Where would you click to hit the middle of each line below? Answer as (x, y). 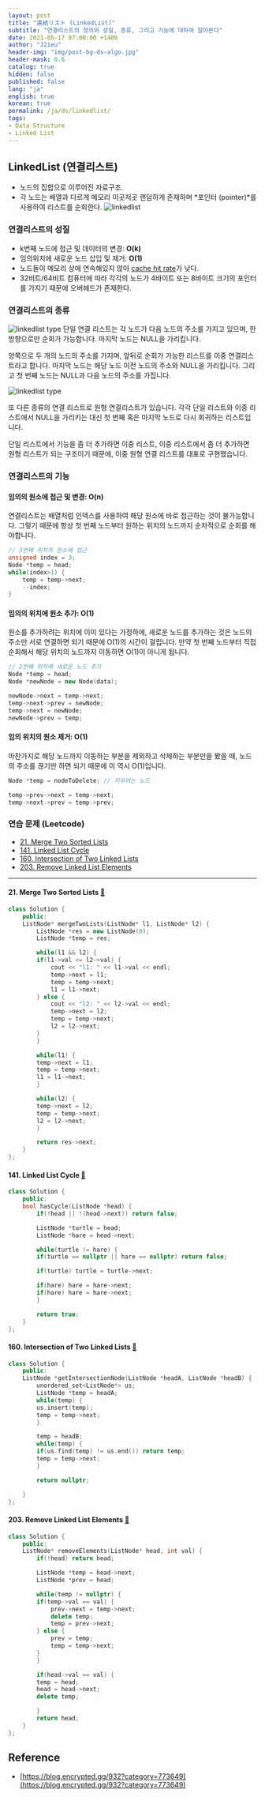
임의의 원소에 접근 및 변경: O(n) (56, 496)
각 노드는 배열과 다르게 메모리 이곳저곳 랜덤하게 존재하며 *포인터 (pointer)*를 (138, 197)
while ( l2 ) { (56, 1099)
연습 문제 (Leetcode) (47, 824)
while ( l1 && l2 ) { (67, 953)
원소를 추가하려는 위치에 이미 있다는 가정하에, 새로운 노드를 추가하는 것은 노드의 (130, 632)
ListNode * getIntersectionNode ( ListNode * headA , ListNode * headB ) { (137, 1378)
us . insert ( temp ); (65, 1408)
